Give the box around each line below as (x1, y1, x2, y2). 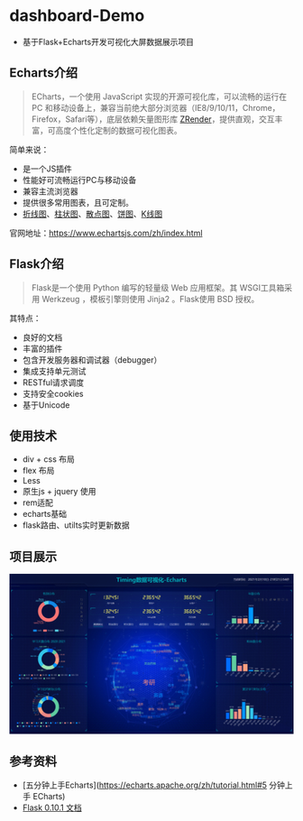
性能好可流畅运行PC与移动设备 (22, 174, 137, 185)
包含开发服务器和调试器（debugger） (22, 354, 162, 365)
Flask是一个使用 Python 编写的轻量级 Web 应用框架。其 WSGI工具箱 (31, 281, 285, 293)
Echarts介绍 (9, 65, 78, 81)
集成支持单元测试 (22, 365, 87, 376)
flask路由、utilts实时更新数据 (22, 520, 130, 530)
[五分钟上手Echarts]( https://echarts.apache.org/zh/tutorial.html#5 (22, 779, 268, 790)
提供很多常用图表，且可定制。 (22, 197, 133, 208)
